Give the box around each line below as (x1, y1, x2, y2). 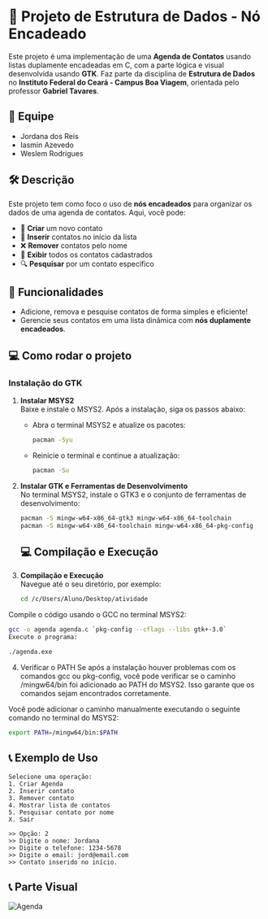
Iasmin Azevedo (19, 140, 75, 150)
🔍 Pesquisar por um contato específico (19, 259, 154, 268)
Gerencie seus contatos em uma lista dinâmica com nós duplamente (19, 316, 252, 325)
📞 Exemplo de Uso (8, 751, 99, 765)
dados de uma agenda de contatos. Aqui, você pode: (8, 207, 186, 217)
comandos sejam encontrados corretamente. (19, 688, 171, 698)
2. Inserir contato (8, 786, 75, 795)
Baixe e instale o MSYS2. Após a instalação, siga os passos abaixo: (19, 404, 246, 414)
